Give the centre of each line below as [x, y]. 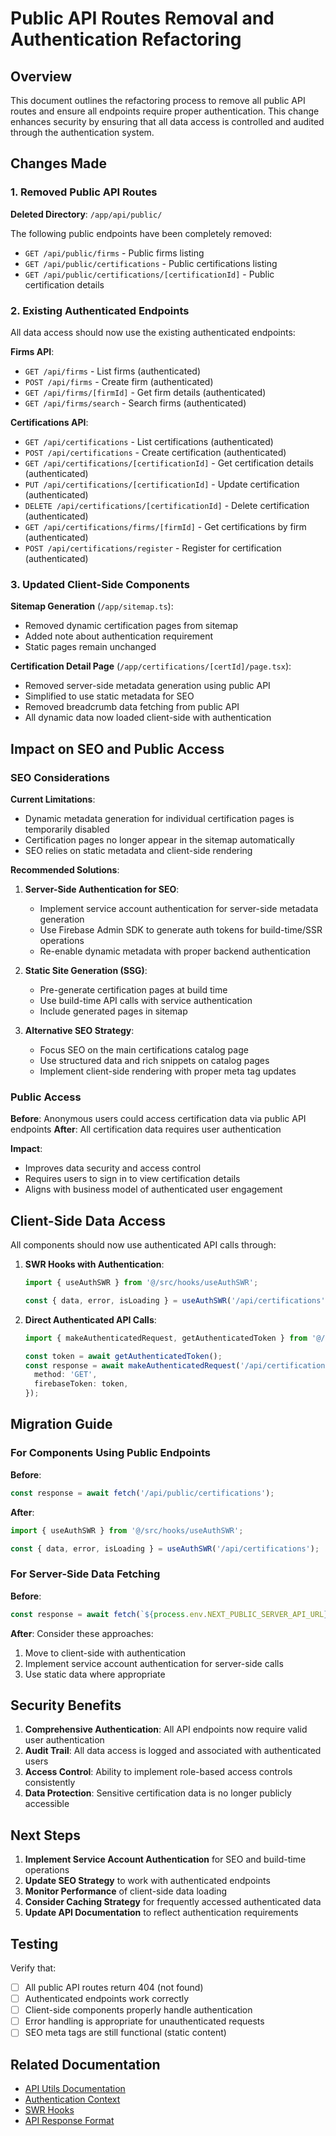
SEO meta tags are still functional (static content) [125, 2033]
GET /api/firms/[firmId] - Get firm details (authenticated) [145, 392]
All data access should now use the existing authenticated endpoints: [153, 332]
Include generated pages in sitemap [113, 1011]
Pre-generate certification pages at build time [133, 989]
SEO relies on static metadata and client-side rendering [138, 850]
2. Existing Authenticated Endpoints [100, 310]
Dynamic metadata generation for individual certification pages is [159, 818]
